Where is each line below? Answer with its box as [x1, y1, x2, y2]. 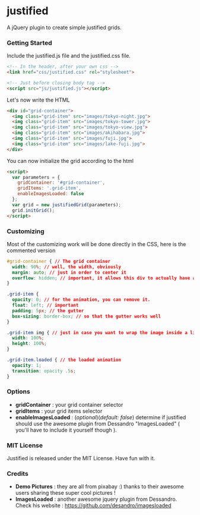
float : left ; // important [12, 302, 79, 309]
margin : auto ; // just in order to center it [12, 269, 127, 275]
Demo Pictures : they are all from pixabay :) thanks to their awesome [15, 483, 184, 490]
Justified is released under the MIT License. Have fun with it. [7, 455, 155, 462]
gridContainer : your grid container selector [15, 401, 123, 408]
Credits [7, 470, 28, 478]
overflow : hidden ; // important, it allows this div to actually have [12, 275, 191, 281]
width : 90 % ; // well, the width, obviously [12, 263, 121, 270]
